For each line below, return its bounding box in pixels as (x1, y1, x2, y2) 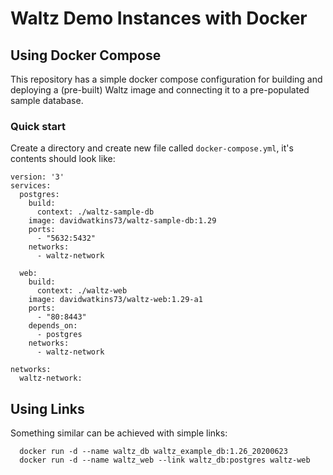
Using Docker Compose (10, 47, 162, 64)
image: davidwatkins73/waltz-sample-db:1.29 (28, 216, 217, 226)
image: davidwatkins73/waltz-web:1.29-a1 (28, 295, 203, 305)
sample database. (10, 95, 84, 106)
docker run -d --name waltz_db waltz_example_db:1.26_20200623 (19, 447, 288, 457)
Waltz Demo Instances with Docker (10, 7, 308, 30)
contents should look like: (10, 153, 116, 165)
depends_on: (28, 321, 78, 331)
